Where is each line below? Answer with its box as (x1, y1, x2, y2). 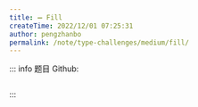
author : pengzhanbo (9, 29, 82, 38)
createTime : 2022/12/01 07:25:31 (9, 21, 134, 30)
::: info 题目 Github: (9, 63, 79, 74)
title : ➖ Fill (9, 12, 62, 22)
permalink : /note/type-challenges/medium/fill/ (9, 37, 190, 47)
